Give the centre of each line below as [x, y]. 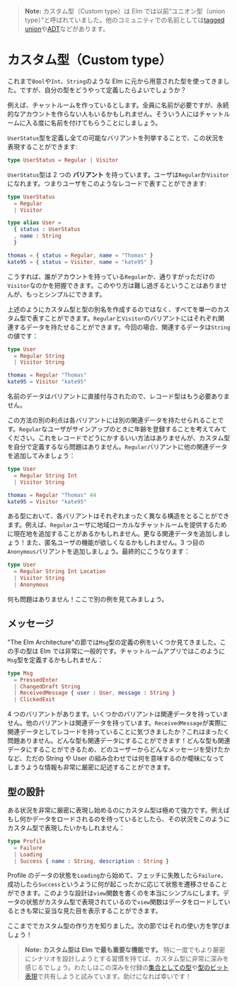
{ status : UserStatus [47, 230]
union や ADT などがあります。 [67, 29]
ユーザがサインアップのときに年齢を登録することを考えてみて [137, 429]
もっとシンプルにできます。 [66, 294]
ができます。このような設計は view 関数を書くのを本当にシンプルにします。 [115, 893]
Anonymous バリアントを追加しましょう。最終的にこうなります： [99, 552]
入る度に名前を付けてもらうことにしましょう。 [94, 123]
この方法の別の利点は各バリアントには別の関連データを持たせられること [112, 420]
